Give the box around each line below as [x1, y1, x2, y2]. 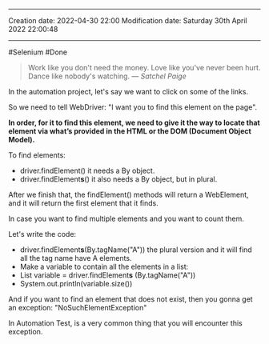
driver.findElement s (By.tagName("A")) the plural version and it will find [19, 245, 252, 254]
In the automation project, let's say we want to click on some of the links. [8, 87, 249, 96]
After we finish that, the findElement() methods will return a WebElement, [8, 190, 250, 199]
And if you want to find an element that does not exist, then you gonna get [8, 294, 254, 304]
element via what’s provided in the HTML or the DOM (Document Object [8, 126, 252, 136]
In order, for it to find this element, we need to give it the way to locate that [8, 118, 260, 127]
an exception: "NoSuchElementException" [8, 303, 147, 312]
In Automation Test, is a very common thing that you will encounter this [8, 318, 243, 328]
